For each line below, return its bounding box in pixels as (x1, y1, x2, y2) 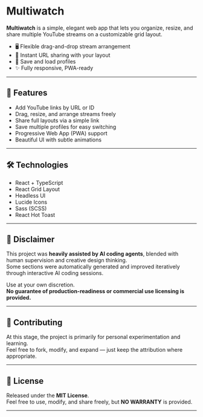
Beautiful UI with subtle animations (14, 136, 101, 143)
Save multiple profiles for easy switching (14, 123, 117, 131)
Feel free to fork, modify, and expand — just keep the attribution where (6, 346, 183, 354)
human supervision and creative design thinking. (6, 257, 127, 264)
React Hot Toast (14, 211, 56, 218)
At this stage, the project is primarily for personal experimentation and (6, 334, 181, 341)
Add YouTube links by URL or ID (14, 104, 95, 111)
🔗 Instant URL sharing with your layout (14, 51, 111, 59)
